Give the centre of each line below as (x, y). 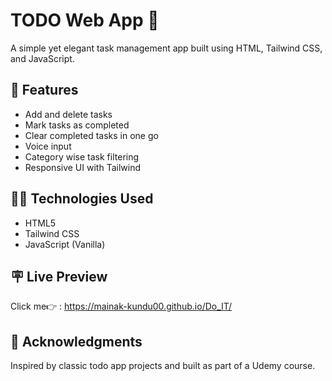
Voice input (48, 146)
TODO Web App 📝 (85, 20)
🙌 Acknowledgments (76, 341)
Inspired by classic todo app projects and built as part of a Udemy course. (163, 366)
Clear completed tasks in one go (91, 135)
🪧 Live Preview (59, 276)
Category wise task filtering (82, 156)
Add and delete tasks (68, 114)
